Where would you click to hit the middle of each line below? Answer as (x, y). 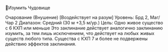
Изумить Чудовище (29, 8)
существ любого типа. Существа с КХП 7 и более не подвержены (76, 38)
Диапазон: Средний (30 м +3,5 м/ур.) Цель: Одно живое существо (91, 23)
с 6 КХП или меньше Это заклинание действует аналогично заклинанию (84, 28)
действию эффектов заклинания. (41, 44)
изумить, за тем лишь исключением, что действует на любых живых (80, 33)
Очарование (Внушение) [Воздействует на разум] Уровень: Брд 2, (77, 17)
